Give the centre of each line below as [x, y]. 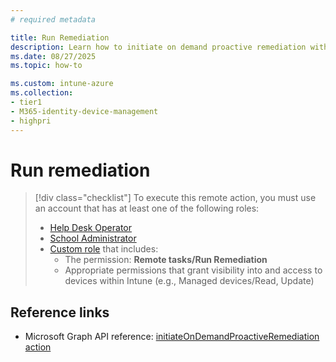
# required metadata [53, 19]
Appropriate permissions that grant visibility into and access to [193, 270]
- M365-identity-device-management [84, 111]
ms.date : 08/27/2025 [53, 56]
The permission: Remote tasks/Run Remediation [166, 260]
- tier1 [26, 102]
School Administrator [93, 238]
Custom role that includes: [104, 249]
